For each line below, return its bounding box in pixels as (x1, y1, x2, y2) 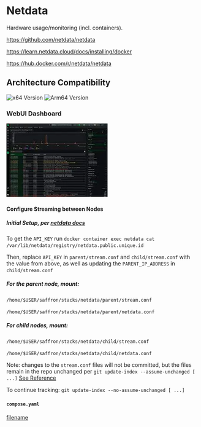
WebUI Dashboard (6, 109, 62, 117)
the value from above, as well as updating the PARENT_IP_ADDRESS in (6, 259, 176, 267)
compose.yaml (6, 401, 40, 407)
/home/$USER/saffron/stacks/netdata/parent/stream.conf (6, 297, 152, 303)
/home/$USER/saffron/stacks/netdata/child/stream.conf (6, 339, 150, 345)
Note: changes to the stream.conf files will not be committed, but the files (6, 361, 192, 369)
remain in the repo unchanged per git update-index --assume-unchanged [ (6, 367, 195, 375)
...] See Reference (6, 374, 56, 382)
